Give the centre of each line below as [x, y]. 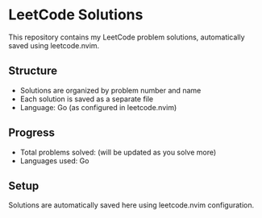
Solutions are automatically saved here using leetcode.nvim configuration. [131, 205]
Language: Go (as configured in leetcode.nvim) [98, 107]
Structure [33, 71]
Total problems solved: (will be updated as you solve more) [118, 152]
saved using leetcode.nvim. [54, 45]
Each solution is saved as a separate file [87, 99]
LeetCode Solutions [76, 15]
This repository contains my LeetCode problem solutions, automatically [127, 37]
